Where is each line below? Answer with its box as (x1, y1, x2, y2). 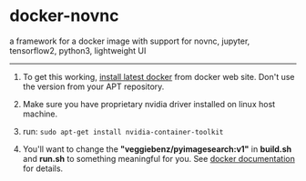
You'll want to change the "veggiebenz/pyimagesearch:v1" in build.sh (22, 143, 292, 155)
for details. (22, 163, 64, 174)
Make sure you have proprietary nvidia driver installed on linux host (22, 98, 276, 109)
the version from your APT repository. (22, 81, 165, 92)
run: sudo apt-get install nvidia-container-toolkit (22, 126, 224, 136)
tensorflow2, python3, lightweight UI (9, 45, 147, 55)
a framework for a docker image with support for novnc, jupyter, (9, 35, 250, 46)
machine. (22, 108, 58, 119)
